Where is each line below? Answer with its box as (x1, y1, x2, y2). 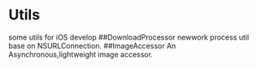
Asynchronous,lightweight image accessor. (8, 49, 153, 59)
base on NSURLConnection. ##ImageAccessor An (8, 40, 176, 50)
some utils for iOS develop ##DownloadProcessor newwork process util (8, 32, 250, 42)
